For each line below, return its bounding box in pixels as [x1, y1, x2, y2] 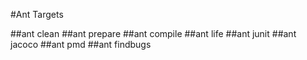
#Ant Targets [10, 9, 64, 20]
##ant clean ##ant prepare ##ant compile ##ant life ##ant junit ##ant [10, 28, 297, 39]
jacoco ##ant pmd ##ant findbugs [10, 39, 152, 50]
